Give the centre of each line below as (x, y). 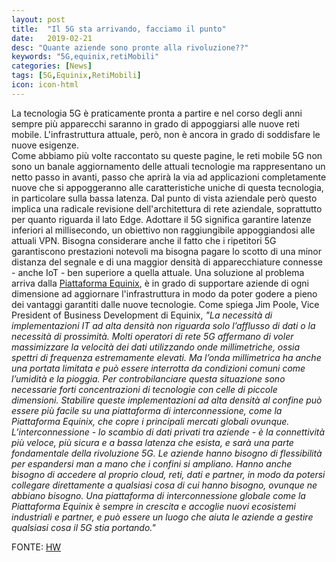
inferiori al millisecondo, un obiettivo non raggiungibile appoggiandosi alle (163, 230)
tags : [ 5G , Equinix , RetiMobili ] (76, 76)
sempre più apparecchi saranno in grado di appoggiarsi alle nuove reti (155, 123)
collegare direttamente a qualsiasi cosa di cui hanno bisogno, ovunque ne (164, 485)
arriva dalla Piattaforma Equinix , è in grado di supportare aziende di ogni (160, 283)
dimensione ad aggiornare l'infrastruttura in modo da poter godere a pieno (164, 293)
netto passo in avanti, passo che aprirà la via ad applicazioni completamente (169, 177)
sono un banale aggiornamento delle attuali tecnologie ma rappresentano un (168, 166)
